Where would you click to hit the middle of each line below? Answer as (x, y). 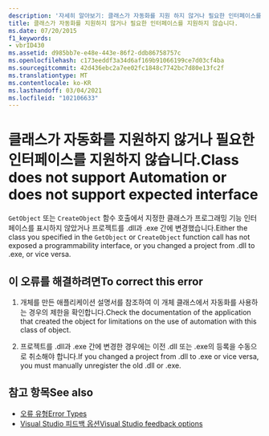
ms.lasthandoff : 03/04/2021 (55, 90)
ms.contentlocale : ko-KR (50, 83)
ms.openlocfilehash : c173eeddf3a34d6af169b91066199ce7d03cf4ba (116, 61)
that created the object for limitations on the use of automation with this (138, 321)
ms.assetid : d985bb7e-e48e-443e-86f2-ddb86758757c (95, 53)
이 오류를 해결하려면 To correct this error (106, 281)
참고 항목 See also (51, 393)
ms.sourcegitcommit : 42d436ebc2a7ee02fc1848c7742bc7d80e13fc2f (116, 68)
